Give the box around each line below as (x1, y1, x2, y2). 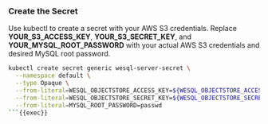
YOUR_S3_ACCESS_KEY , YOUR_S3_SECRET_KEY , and (8, 32, 192, 41)
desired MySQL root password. (8, 49, 111, 59)
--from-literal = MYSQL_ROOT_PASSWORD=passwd (15, 101, 162, 109)
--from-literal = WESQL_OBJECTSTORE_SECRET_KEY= (15, 94, 173, 102)
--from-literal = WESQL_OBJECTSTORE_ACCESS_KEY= (15, 86, 173, 95)
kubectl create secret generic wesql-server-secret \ (8, 64, 191, 72)
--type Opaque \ (15, 79, 69, 87)
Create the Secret (8, 6, 78, 17)
